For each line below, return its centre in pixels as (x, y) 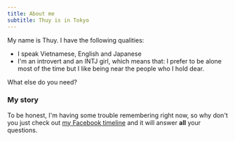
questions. (22, 130)
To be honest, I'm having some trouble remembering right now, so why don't (117, 115)
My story (23, 100)
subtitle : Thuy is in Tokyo (48, 20)
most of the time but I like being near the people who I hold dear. (111, 68)
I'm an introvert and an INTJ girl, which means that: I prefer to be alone (120, 61)
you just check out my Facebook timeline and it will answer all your (104, 122)
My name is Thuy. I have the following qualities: (76, 40)
